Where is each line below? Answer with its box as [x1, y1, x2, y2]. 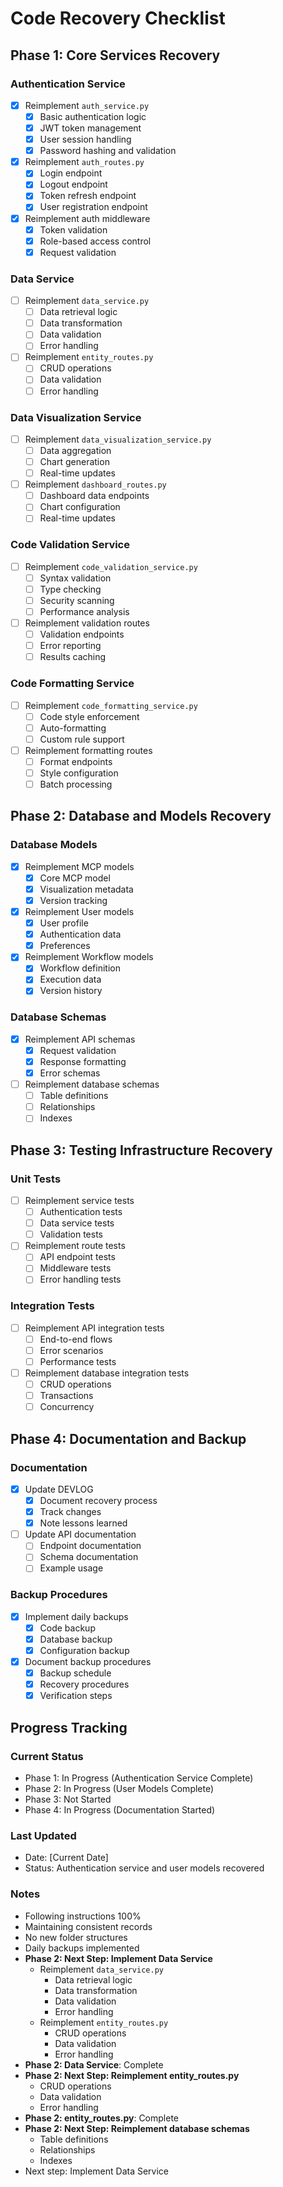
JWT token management [39, 122, 142, 134]
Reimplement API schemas [24, 1033, 136, 1045]
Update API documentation [24, 1528, 137, 1541]
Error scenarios [39, 1344, 104, 1356]
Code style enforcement [39, 710, 140, 722]
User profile [39, 917, 89, 929]
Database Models [10, 838, 98, 852]
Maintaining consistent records [24, 1920, 153, 1932]
